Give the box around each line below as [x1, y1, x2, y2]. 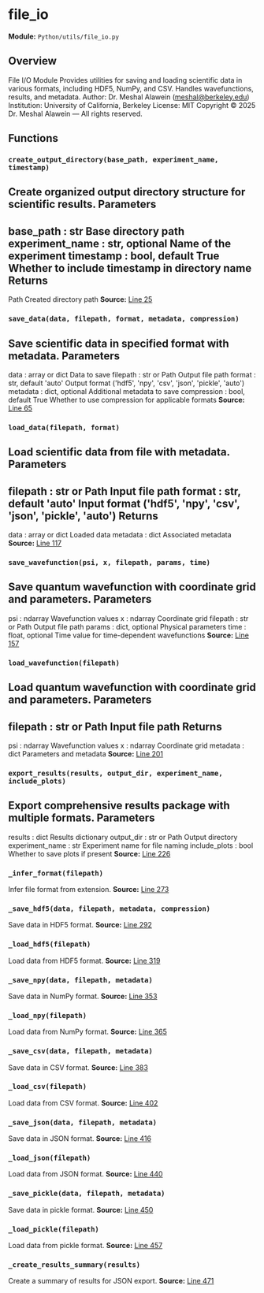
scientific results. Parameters [8, 198, 157, 211]
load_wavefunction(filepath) [8, 658, 121, 667]
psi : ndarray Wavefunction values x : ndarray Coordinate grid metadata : [8, 741, 244, 750]
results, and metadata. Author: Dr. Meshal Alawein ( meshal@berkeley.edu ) [8, 92, 250, 102]
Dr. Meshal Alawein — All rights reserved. [8, 109, 143, 118]
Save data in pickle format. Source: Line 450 [8, 1205, 154, 1214]
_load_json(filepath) [8, 1154, 91, 1163]
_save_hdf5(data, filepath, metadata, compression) [8, 904, 211, 913]
